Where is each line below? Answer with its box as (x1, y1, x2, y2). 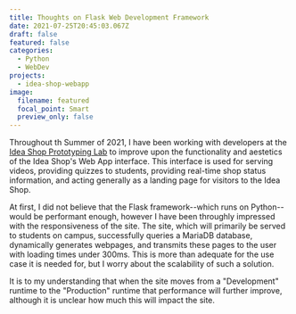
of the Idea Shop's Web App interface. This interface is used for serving (9, 156, 274, 167)
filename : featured (17, 95, 90, 105)
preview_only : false (17, 112, 94, 121)
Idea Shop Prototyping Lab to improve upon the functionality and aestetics (9, 146, 283, 157)
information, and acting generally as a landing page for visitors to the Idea (9, 175, 281, 186)
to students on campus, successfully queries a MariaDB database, (9, 230, 253, 241)
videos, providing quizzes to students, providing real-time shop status (9, 166, 267, 177)
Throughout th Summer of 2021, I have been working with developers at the (9, 137, 287, 148)
